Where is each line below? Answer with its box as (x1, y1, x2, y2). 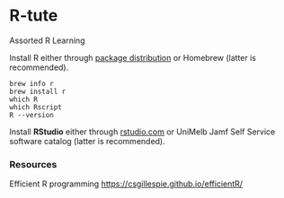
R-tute (9, 5, 58, 26)
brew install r (9, 87, 67, 96)
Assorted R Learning (9, 35, 85, 46)
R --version (9, 110, 54, 119)
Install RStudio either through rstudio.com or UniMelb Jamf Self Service (9, 126, 276, 137)
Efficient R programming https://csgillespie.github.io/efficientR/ (9, 178, 244, 189)
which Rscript (9, 102, 63, 112)
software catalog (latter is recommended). (9, 135, 166, 146)
